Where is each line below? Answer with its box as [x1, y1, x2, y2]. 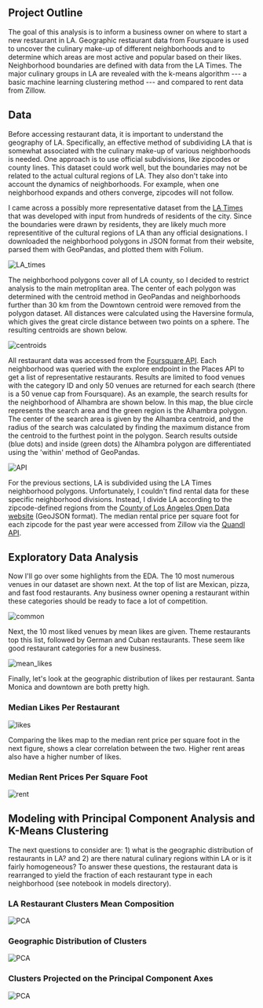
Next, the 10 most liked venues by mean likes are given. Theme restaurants [8, 627, 251, 636]
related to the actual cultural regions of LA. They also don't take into [8, 170, 228, 180]
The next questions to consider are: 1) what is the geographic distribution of [8, 845, 254, 855]
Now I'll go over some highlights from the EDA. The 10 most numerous [8, 571, 235, 581]
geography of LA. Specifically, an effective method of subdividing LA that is [8, 137, 253, 147]
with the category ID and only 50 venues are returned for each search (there [8, 380, 256, 390]
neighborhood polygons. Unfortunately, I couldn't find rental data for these [8, 486, 250, 496]
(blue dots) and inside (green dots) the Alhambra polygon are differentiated [8, 439, 251, 449]
